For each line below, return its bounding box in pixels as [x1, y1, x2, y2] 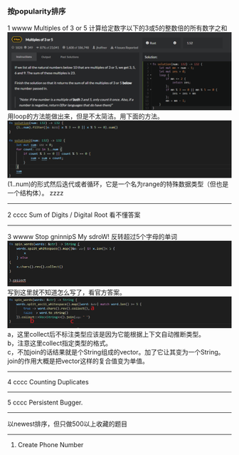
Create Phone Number [17, 440, 84, 449]
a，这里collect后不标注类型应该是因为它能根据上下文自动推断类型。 [7, 329, 205, 338]
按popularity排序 [7, 6, 66, 16]
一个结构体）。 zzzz [7, 189, 64, 198]
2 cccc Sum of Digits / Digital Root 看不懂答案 [7, 210, 141, 219]
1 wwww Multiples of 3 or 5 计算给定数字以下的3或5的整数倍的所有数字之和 [7, 24, 228, 33]
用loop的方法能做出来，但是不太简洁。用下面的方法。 [7, 112, 164, 121]
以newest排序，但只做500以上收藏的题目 [7, 419, 128, 428]
